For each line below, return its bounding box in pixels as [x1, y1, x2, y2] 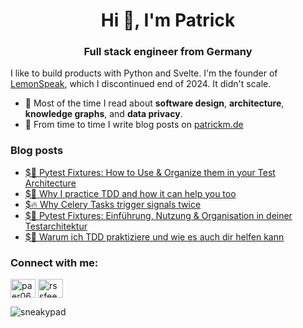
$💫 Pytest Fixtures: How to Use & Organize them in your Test [24, 166, 276, 178]
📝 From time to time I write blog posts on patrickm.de [24, 119, 244, 131]
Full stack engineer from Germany [83, 45, 253, 59]
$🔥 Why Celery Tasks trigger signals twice [24, 198, 202, 210]
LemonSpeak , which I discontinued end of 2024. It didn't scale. [10, 78, 272, 90]
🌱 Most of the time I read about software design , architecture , [24, 97, 285, 109]
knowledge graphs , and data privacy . [24, 108, 183, 120]
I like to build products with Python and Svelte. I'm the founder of [10, 67, 278, 79]
